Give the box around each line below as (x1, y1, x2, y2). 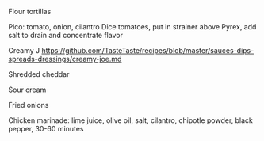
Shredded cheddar (8, 70, 70, 78)
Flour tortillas (8, 7, 52, 16)
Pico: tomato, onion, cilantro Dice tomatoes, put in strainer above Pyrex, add (8, 22, 257, 31)
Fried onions (8, 101, 49, 109)
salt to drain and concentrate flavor (8, 31, 123, 40)
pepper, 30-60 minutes (8, 124, 84, 133)
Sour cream (8, 85, 47, 94)
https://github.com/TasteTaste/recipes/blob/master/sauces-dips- (41, 46, 254, 55)
